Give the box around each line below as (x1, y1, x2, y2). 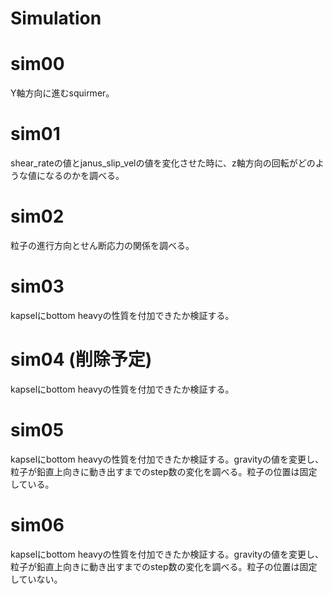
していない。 (10, 573, 63, 585)
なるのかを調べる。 (44, 170, 125, 182)
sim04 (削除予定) (10, 348, 153, 371)
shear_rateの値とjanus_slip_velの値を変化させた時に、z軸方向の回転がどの (10, 157, 316, 169)
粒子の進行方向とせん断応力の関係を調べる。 (10, 240, 195, 251)
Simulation (10, 7, 102, 30)
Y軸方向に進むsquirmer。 (10, 87, 115, 99)
